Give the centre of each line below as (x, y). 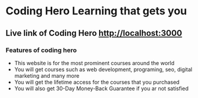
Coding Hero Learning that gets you (96, 11)
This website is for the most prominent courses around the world (94, 63)
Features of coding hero (41, 50)
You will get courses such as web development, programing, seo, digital (103, 69)
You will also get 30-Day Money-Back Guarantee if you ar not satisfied (101, 88)
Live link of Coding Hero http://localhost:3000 (94, 33)
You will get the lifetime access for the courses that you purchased (97, 82)
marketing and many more (47, 75)
